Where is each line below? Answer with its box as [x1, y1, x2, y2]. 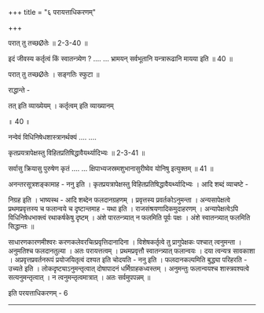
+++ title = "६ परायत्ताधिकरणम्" [8, 8, 97, 16]
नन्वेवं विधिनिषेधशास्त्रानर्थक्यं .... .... [8, 133, 97, 141]
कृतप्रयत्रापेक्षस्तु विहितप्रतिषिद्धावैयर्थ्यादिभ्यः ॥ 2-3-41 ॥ [8, 148, 145, 157]
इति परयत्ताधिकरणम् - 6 [8, 289, 68, 297]
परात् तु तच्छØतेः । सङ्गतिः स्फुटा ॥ [8, 70, 100, 78]
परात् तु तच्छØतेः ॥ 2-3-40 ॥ [8, 38, 88, 47]
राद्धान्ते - [8, 86, 30, 94]
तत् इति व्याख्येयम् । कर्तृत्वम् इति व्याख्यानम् [8, 101, 114, 110]
